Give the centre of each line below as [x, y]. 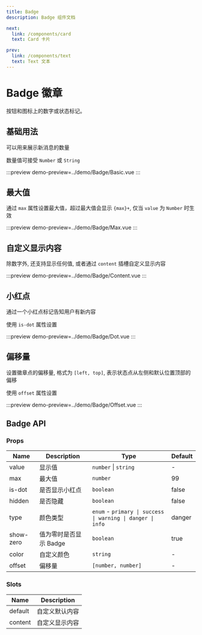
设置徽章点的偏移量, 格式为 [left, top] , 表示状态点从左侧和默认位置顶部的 [99, 372]
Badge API [26, 424]
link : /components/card [41, 34]
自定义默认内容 [58, 611]
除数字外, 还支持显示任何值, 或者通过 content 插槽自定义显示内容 [86, 264]
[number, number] [117, 566]
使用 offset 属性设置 [32, 393]
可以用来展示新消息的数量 [38, 147]
